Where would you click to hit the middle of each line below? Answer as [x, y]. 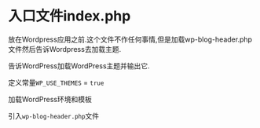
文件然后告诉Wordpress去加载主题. [65, 49]
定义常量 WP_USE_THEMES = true [56, 82]
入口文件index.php [70, 16]
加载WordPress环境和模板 [50, 99]
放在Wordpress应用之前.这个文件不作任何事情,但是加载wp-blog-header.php [130, 39]
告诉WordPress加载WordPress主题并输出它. [79, 66]
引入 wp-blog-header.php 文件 [54, 115]
